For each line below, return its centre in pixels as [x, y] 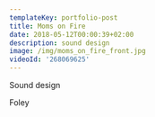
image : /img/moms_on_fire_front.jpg [77, 51]
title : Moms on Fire [48, 26]
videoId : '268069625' [50, 59]
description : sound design [60, 43]
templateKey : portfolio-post [64, 18]
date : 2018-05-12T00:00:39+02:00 [72, 34]
